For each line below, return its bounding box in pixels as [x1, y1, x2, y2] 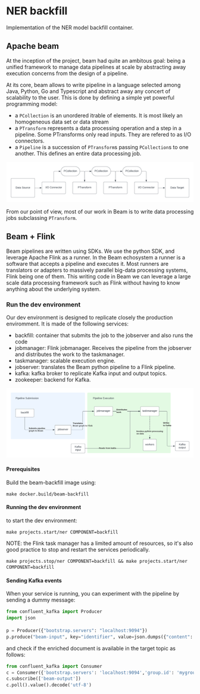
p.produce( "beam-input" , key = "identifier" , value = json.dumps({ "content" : [6, 634, 193, 640]
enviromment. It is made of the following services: [6, 320, 129, 327]
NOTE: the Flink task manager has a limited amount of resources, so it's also [6, 540, 193, 547]
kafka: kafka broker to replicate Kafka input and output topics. [14, 370, 167, 377]
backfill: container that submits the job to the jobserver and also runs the [14, 332, 193, 339]
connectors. [14, 137, 45, 144]
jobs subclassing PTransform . [6, 215, 77, 222]
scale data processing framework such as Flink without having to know [6, 279, 180, 286]
